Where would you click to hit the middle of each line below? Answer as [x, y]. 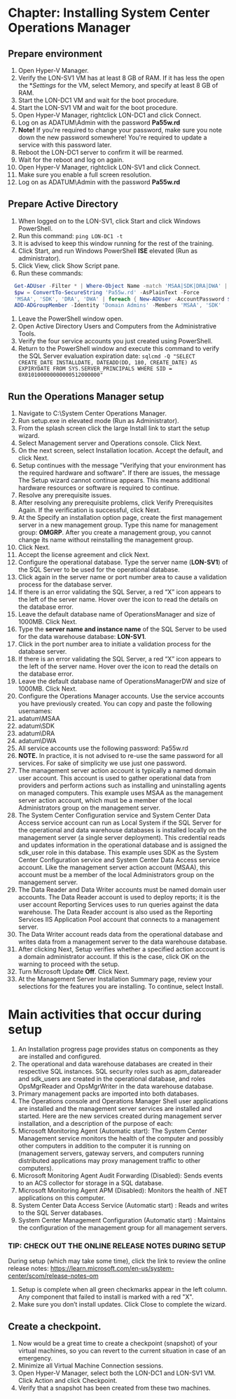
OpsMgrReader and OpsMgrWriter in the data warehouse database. [116, 1087]
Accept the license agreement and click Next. [84, 555]
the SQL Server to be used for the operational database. [99, 570]
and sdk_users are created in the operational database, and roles [112, 1079]
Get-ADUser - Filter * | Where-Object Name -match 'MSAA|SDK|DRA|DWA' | [121, 286]
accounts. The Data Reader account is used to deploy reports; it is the [119, 897]
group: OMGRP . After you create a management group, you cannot [114, 532]
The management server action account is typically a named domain [117, 771]
